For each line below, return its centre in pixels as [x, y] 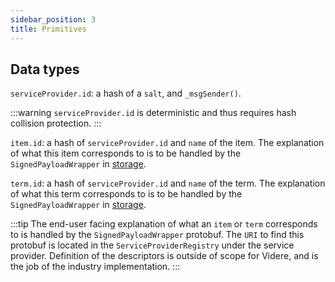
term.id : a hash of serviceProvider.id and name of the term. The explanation [168, 183]
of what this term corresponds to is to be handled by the [126, 194]
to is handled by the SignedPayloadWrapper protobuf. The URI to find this [157, 235]
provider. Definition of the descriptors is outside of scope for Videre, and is [164, 256]
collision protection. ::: [56, 123]
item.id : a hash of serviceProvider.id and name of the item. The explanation [167, 143]
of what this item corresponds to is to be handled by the [126, 153]
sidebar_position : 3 [53, 19]
